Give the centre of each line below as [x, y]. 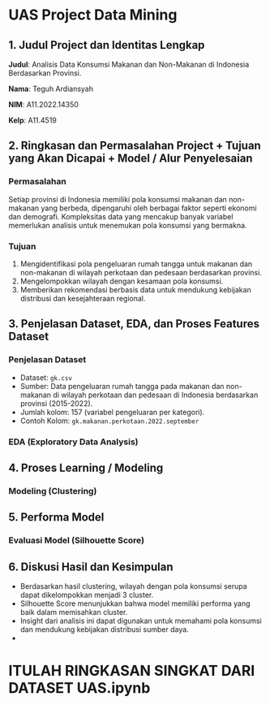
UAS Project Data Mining [93, 15]
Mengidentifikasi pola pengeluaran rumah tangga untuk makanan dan [136, 264]
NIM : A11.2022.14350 [44, 104]
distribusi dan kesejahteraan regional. [83, 298]
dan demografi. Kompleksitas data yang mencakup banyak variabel [121, 216]
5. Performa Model [56, 517]
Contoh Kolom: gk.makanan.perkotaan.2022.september [109, 421]
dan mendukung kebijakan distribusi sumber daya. [104, 629]
